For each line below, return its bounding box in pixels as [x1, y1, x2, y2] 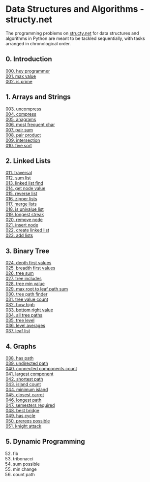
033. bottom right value [5, 307, 54, 313]
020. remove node [5, 217, 43, 223]
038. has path [5, 355, 34, 361]
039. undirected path [5, 360, 49, 366]
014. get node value [5, 186, 46, 192]
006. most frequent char [5, 122, 56, 128]
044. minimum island [5, 386, 48, 392]
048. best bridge [5, 408, 40, 413]
